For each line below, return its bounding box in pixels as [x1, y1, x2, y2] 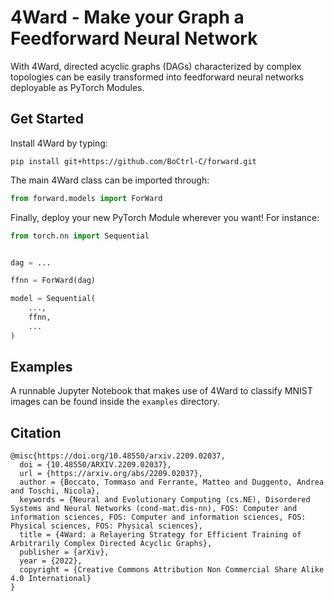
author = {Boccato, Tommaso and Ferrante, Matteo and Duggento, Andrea [19, 477, 325, 488]
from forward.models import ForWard [10, 193, 163, 203]
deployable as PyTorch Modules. [10, 81, 145, 93]
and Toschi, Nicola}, [10, 486, 101, 496]
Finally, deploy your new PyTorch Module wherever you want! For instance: [10, 211, 320, 223]
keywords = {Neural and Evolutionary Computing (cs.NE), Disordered [19, 495, 311, 505]
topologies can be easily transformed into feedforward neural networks [10, 71, 305, 83]
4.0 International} [10, 574, 92, 584]
